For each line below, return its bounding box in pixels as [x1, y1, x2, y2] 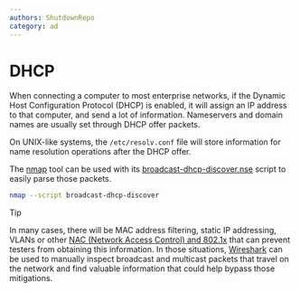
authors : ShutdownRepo [9, 13, 95, 23]
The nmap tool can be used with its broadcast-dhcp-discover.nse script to [9, 164, 286, 174]
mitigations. [9, 273, 53, 284]
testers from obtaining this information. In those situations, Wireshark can [9, 244, 283, 255]
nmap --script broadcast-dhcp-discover [9, 191, 160, 200]
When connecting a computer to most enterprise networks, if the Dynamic [9, 90, 286, 101]
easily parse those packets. [9, 174, 112, 184]
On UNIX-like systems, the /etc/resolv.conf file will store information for [9, 137, 282, 147]
